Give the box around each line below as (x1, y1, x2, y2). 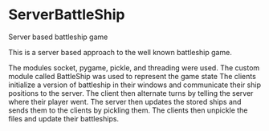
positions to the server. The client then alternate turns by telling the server (8, 88, 254, 97)
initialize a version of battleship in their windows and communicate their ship (8, 80, 261, 89)
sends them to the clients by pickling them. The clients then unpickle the (8, 105, 248, 115)
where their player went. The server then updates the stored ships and (8, 97, 242, 106)
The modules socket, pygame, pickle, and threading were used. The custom (8, 62, 260, 73)
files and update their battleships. (8, 113, 119, 123)
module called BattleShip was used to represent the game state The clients (8, 71, 257, 81)
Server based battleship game (8, 32, 108, 42)
